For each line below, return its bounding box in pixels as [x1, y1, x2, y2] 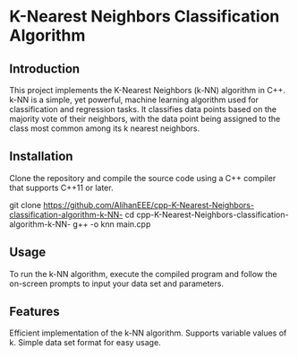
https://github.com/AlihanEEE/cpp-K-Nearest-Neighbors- [43, 199, 255, 210]
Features [9, 304, 60, 319]
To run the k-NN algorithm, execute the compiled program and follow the [9, 268, 277, 279]
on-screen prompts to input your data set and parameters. [9, 278, 224, 289]
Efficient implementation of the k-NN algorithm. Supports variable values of [9, 327, 287, 338]
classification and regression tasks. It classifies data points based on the [9, 104, 277, 114]
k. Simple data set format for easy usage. [9, 337, 161, 348]
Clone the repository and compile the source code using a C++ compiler [9, 172, 277, 183]
